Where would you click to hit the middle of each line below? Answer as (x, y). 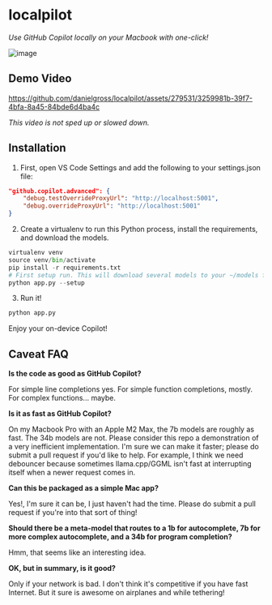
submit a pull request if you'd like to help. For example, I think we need (126, 455)
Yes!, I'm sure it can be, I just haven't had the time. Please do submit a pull (132, 504)
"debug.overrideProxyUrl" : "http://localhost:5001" (112, 206)
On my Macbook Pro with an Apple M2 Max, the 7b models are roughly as (132, 429)
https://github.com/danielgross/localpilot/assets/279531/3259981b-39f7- (131, 98)
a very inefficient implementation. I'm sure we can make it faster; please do (134, 447)
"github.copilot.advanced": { (59, 191)
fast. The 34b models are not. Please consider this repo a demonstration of (134, 438)
